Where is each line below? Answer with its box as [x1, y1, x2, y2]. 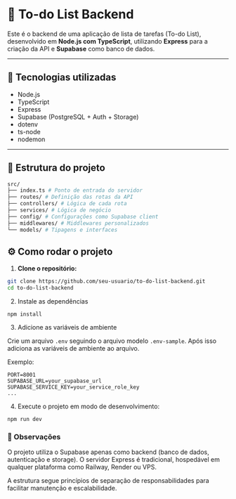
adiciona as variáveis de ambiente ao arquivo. [7, 344, 140, 353]
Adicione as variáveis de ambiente [17, 323, 117, 332]
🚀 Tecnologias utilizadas [7, 72, 117, 84]
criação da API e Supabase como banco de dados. [7, 44, 155, 53]
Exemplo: [7, 358, 34, 366]
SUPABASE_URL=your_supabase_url [7, 377, 102, 385]
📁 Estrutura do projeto [7, 162, 105, 174]
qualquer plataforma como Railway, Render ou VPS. [7, 463, 157, 472]
